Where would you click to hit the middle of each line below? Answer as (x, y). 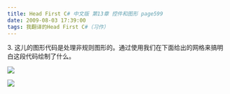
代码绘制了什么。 (50, 56)
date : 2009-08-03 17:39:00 (47, 20)
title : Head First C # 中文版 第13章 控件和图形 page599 (85, 14)
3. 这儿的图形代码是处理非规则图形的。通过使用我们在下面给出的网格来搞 (112, 48)
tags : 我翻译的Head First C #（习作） (58, 27)
